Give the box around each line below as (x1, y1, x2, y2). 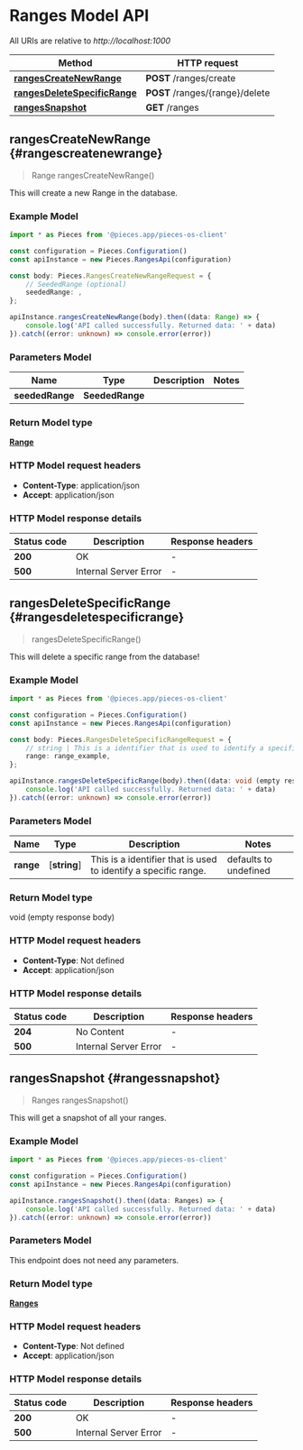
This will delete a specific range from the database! (9, 651, 200, 662)
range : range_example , (25, 752, 111, 761)
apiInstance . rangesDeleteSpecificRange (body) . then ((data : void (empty (9, 776, 280, 785)
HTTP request (177, 56, 239, 69)
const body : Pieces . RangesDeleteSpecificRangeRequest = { (9, 735, 232, 744)
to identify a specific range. (89, 865, 207, 877)
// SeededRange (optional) (25, 280, 127, 289)
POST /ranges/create (145, 71, 236, 84)
